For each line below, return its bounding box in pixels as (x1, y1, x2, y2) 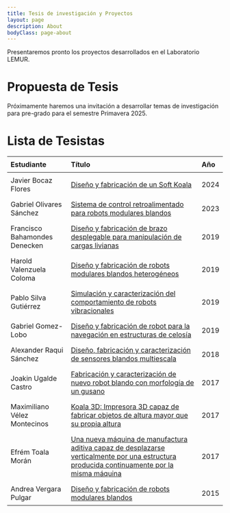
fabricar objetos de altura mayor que (71, 411, 188, 420)
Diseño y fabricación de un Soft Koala (71, 180, 192, 189)
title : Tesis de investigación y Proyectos (7, 10, 133, 17)
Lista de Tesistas (7, 133, 105, 149)
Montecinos (10, 419, 49, 429)
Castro (10, 382, 32, 392)
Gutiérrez (10, 302, 41, 311)
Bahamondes (10, 232, 53, 242)
